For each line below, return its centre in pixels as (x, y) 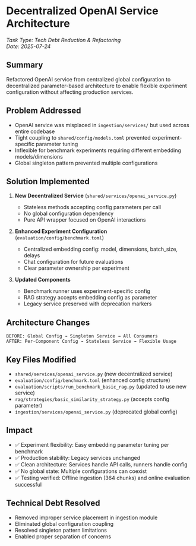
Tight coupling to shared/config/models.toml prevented (83, 137)
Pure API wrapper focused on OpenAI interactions (85, 220)
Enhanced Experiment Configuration (61, 231)
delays (32, 255)
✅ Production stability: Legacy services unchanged (78, 457)
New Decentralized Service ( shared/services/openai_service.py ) (96, 196)
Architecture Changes (48, 322)
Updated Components (43, 280)
